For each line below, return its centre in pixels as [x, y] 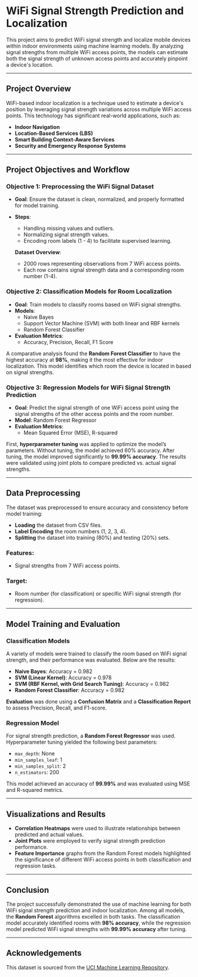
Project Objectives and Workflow [68, 170]
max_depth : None [34, 754]
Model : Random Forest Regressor [56, 420]
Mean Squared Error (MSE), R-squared [70, 433]
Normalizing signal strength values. [66, 235]
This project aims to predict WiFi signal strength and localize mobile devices [98, 39]
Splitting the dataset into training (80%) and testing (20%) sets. [92, 537]
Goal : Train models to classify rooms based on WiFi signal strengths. [98, 304]
